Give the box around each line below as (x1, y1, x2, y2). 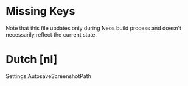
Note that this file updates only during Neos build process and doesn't (5, 24, 182, 32)
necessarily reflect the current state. (5, 30, 97, 38)
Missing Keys (5, 4, 75, 18)
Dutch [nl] (5, 52, 58, 66)
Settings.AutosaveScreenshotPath (5, 72, 92, 80)
